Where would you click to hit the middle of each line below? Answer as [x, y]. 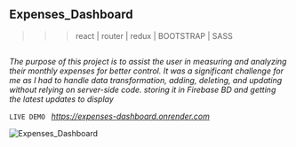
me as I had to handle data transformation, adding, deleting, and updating [146, 81]
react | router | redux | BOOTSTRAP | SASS [154, 35]
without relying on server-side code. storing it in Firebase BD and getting [143, 90]
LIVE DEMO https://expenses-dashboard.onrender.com [110, 116]
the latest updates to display [61, 99]
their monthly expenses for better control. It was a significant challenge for [147, 71]
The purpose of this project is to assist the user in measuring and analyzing [148, 62]
